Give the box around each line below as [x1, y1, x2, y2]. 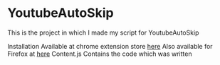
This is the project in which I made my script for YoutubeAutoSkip [7, 28, 199, 37]
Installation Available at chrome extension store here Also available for [7, 42, 213, 50]
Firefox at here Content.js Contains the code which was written [7, 49, 192, 58]
